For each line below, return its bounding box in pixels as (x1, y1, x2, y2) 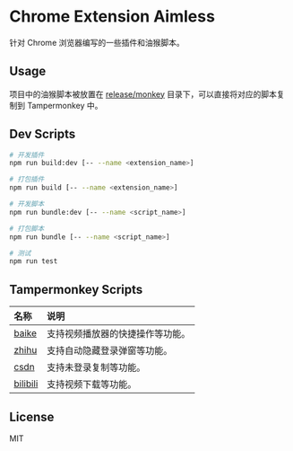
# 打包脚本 (9, 224, 45, 233)
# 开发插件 (9, 150, 45, 159)
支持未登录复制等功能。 (46, 361, 146, 374)
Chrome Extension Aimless (9, 6, 215, 27)
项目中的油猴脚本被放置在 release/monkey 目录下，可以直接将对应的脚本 (9, 88, 278, 100)
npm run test (9, 257, 58, 266)
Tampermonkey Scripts (9, 281, 143, 297)
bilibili (13, 377, 39, 390)
